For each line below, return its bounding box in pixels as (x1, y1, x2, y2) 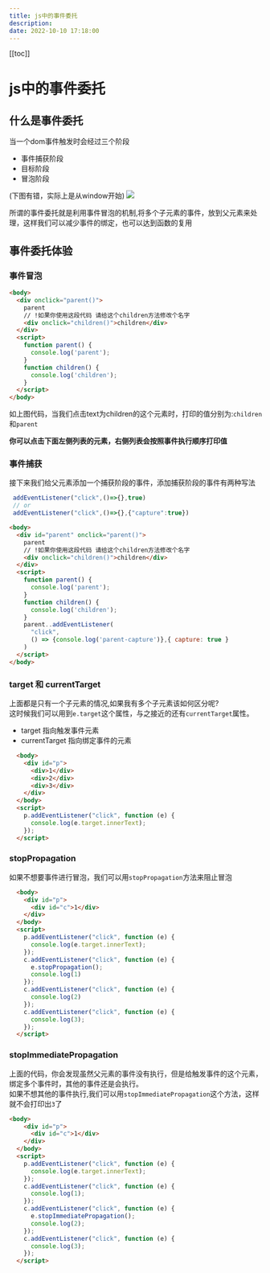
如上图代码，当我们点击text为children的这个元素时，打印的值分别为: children (9, 409, 263, 419)
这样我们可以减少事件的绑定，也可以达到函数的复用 (22, 218, 192, 228)
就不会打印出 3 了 (9, 1098, 63, 1108)
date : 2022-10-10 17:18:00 (9, 27, 100, 35)
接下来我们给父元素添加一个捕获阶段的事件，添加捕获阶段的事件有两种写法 (9, 478, 256, 487)
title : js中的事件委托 (9, 11, 78, 20)
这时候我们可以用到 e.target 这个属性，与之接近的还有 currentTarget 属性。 (9, 708, 254, 718)
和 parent (9, 419, 39, 429)
